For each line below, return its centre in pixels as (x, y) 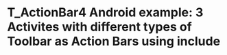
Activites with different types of (99, 27)
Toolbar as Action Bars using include (114, 41)
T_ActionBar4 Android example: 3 (105, 13)
